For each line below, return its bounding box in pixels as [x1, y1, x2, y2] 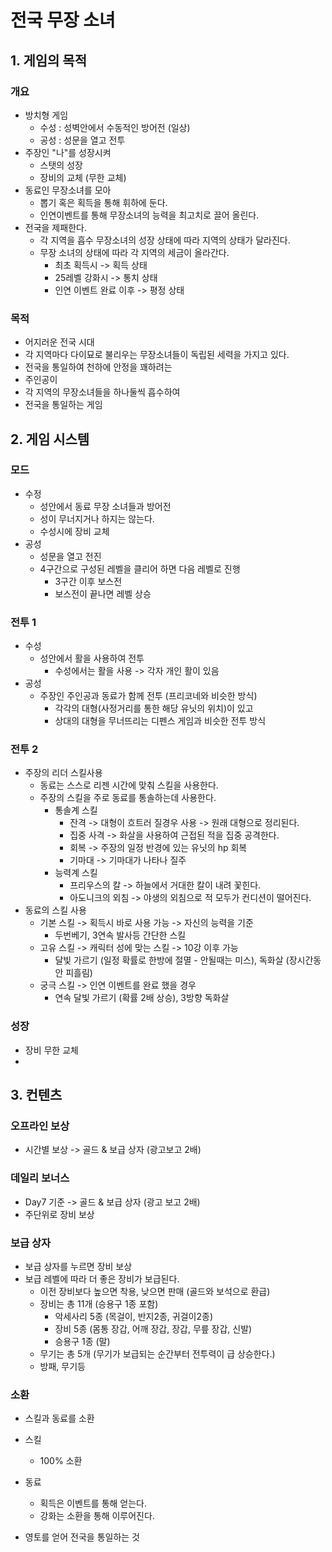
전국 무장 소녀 [10, 9, 116, 32]
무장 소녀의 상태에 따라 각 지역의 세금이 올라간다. [39, 246, 230, 258]
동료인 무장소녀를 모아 [24, 184, 112, 196]
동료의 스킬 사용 [24, 904, 87, 916]
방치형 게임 [24, 109, 69, 121]
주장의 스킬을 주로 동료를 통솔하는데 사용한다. [39, 792, 217, 804]
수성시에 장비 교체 [39, 525, 110, 537]
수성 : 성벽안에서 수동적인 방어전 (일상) [39, 121, 191, 133]
